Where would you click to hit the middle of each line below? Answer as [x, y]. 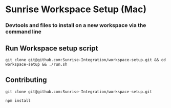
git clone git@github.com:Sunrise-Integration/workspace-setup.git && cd [86, 60]
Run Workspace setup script [52, 48]
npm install [18, 100]
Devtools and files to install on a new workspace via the [76, 25]
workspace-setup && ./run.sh [36, 64]
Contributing [26, 80]
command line [24, 32]
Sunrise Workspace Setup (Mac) [76, 9]
